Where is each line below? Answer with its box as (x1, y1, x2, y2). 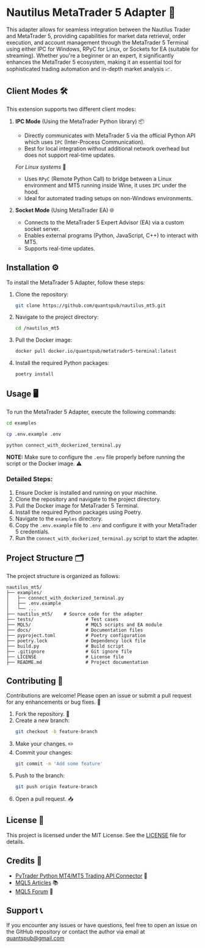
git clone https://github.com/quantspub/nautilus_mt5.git (15, 303, 166, 309)
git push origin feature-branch (15, 784, 98, 790)
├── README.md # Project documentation (6, 659, 149, 665)
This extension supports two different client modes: (6, 105, 136, 113)
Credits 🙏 (6, 856, 43, 866)
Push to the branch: (15, 772, 65, 780)
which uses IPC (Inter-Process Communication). (24, 138, 145, 146)
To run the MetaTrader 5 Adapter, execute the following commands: (6, 408, 176, 415)
